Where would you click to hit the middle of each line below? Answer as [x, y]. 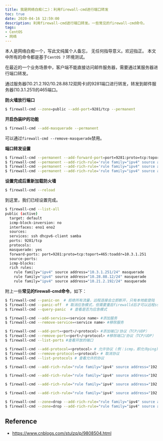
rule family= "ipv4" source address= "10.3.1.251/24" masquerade [79, 272]
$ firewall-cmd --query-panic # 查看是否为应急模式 [56, 309]
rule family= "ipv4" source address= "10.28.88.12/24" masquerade [80, 277]
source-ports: [24, 259]
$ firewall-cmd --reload [30, 190]
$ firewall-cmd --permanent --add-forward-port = [55, 157]
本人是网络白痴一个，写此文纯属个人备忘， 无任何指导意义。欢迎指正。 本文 [81, 51]
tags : [10, 28]
